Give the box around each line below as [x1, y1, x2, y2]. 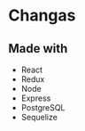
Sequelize [20, 112, 58, 122]
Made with [8, 41, 68, 56]
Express [20, 93, 51, 103]
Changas [8, 5, 76, 26]
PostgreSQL [20, 102, 66, 112]
